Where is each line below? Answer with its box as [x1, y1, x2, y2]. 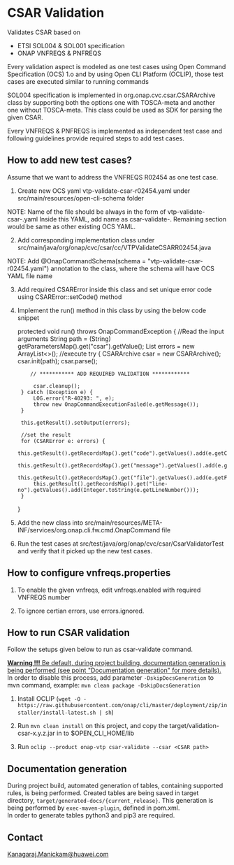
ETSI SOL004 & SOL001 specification [17, 41, 125, 50]
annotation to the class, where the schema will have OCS [50, 264, 214, 272]
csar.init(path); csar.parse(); [17, 356, 98, 365]
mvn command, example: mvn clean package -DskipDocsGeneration [7, 681, 200, 690]
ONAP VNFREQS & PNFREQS [17, 49, 101, 57]
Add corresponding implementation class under [17, 235, 155, 244]
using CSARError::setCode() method [17, 292, 122, 301]
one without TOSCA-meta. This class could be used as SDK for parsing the [7, 106, 223, 114]
